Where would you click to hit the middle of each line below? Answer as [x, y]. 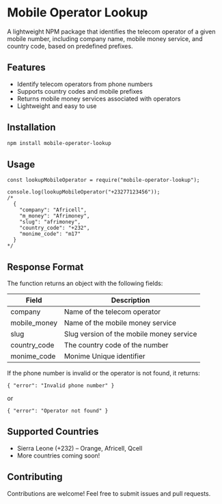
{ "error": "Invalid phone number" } [61, 386]
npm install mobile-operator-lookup [59, 143]
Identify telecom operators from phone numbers [85, 84]
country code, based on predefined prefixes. [70, 46]
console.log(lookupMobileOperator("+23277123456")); [84, 192]
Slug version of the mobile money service [130, 334]
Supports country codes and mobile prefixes [80, 91]
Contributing [35, 477]
